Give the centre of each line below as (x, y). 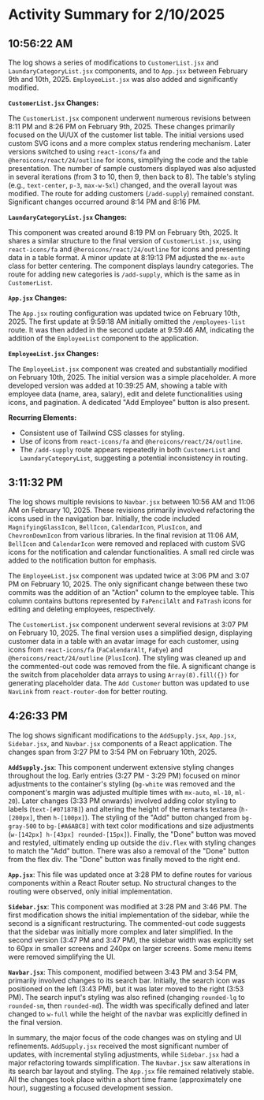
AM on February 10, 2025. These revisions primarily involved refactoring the (132, 510)
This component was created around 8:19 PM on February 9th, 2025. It (123, 232)
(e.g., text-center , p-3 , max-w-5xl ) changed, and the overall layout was (123, 185)
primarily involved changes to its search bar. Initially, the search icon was (127, 980)
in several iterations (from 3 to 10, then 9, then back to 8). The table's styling (132, 177)
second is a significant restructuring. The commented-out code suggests (127, 923)
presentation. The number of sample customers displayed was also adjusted (132, 168)
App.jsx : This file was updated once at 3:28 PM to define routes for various (130, 874)
